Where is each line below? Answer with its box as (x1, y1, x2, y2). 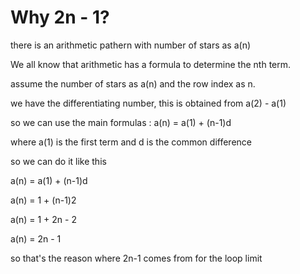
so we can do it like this (10, 155, 107, 167)
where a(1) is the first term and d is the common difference (10, 136, 252, 148)
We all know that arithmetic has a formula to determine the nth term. (10, 58, 292, 70)
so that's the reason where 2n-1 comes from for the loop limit (10, 252, 263, 264)
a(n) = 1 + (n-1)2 (10, 194, 77, 206)
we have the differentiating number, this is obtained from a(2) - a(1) (10, 97, 287, 109)
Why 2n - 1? (10, 6, 110, 29)
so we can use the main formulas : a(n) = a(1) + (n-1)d (10, 116, 232, 128)
